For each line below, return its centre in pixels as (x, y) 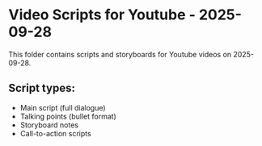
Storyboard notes (49, 125)
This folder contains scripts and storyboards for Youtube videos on (120, 54)
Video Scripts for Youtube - (102, 15)
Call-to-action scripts (55, 133)
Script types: (42, 88)
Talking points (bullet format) (68, 116)
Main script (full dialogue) (63, 107)
